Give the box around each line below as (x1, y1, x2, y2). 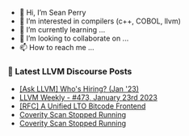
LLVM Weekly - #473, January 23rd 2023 (19, 93, 158, 103)
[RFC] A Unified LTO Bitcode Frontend (19, 101, 146, 111)
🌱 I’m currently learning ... (19, 25, 106, 34)
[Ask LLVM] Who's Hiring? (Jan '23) (19, 84, 139, 94)
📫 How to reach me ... (19, 43, 94, 52)
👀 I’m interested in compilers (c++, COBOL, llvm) (19, 16, 181, 26)
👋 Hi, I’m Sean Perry (19, 8, 86, 17)
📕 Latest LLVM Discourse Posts (7, 66, 132, 77)
